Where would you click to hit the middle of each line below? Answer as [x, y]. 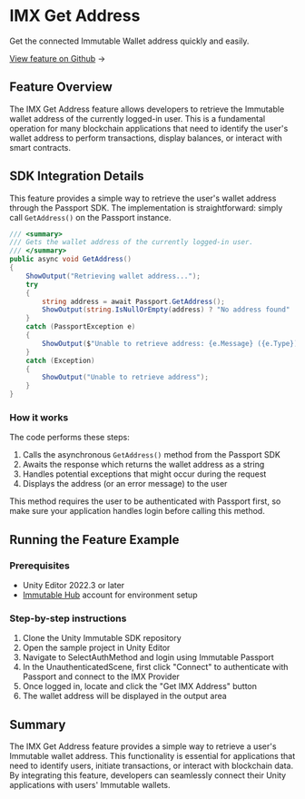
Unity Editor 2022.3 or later [74, 586]
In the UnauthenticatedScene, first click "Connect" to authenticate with [155, 667]
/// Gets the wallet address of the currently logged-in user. [132, 242]
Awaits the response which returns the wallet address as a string [143, 465]
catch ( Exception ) [60, 360]
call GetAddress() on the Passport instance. [90, 217]
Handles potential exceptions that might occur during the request [144, 474]
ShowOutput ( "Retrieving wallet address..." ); [113, 276]
